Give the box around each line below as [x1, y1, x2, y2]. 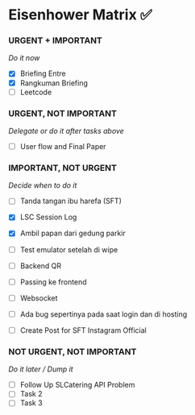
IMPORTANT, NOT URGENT [8, 162, 117, 173]
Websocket [19, 293, 58, 303]
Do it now [8, 53, 40, 63]
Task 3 [19, 398, 43, 408]
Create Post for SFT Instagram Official [19, 325, 147, 335]
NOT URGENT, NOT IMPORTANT [8, 346, 137, 357]
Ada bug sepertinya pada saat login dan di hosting [19, 309, 188, 319]
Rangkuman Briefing [19, 78, 89, 88]
